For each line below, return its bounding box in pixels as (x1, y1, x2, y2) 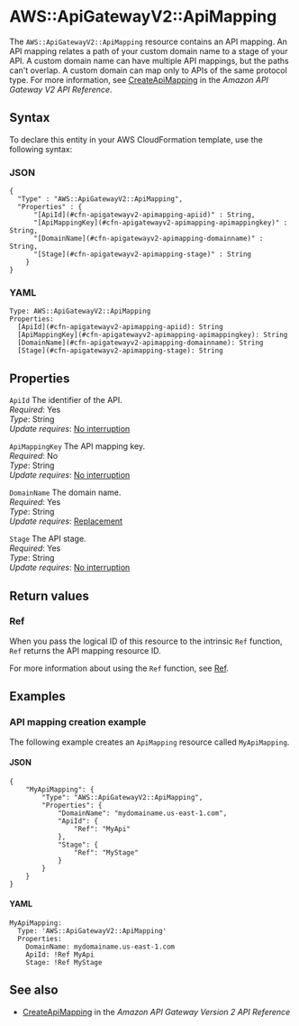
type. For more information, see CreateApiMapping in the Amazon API (9, 74, 268, 85)
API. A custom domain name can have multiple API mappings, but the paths (9, 55, 290, 66)
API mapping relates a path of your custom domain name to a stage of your (9, 45, 288, 56)
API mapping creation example (9, 716, 147, 728)
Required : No (9, 451, 59, 462)
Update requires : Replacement (9, 516, 123, 527)
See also (9, 983, 59, 998)
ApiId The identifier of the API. (9, 395, 123, 406)
